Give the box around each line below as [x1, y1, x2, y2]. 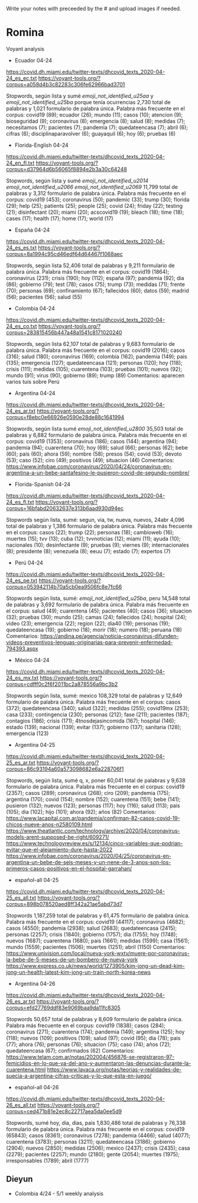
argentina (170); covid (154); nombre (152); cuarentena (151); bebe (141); [6, 795, 181, 803]
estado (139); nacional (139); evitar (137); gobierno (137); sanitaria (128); [6, 723, 181, 730]
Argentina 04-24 [14, 389, 56, 396]
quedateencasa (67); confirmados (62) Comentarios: [6, 1047, 135, 1054]
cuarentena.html [6, 1066, 46, 1073]
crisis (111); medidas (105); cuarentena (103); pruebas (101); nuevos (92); [6, 365, 182, 373]
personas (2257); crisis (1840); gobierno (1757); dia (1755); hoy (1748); [6, 931, 178, 938]
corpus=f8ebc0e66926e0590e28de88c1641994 [6, 413, 125, 421]
